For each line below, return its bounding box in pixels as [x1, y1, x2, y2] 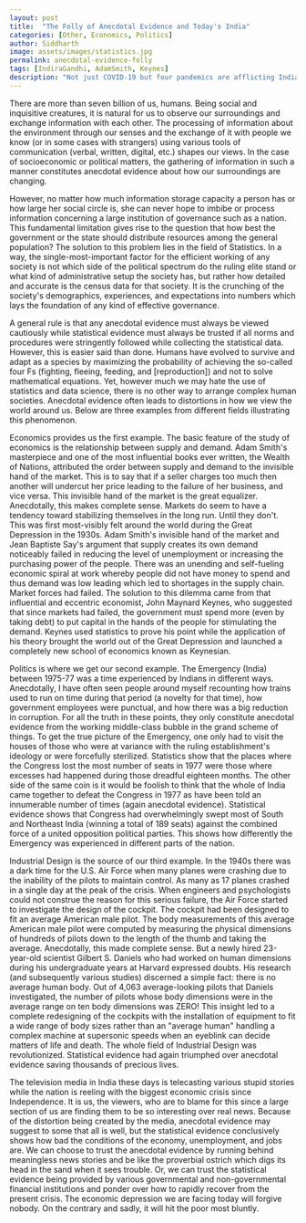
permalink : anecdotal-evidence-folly [9, 56, 153, 65]
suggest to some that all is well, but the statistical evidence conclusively [9, 1124, 280, 1136]
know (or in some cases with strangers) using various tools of [9, 136, 241, 147]
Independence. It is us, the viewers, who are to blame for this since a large [9, 1096, 289, 1107]
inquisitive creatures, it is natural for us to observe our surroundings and [9, 107, 280, 119]
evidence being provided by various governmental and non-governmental [9, 1174, 287, 1185]
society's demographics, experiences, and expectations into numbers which [9, 289, 296, 301]
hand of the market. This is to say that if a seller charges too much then [9, 471, 278, 482]
